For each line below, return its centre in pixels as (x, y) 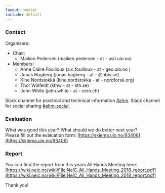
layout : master (21, 10)
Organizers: (17, 43)
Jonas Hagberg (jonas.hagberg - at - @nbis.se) (70, 74)
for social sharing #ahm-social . (38, 106)
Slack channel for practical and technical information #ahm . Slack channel (83, 100)
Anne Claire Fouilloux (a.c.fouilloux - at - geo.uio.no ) (75, 69)
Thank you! (17, 185)
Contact (15, 32)
